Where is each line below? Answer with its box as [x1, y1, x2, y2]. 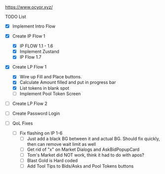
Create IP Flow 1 [12, 33, 45, 39]
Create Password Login [12, 110, 60, 116]
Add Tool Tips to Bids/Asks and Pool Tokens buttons [27, 163, 134, 169]
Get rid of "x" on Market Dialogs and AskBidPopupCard [27, 146, 140, 152]
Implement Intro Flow [12, 23, 56, 29]
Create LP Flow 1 [12, 64, 47, 70]
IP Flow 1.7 [19, 54, 41, 60]
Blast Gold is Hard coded [27, 158, 78, 164]
